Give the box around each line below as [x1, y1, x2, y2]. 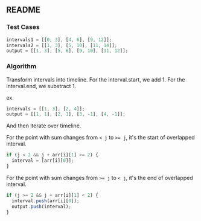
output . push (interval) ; [11, 203, 71, 210]
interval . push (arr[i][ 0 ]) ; [11, 197, 80, 204]
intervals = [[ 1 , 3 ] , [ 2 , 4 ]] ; [6, 106, 85, 112]
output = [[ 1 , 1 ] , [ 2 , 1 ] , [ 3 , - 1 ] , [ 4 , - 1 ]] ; [6, 111, 126, 117]
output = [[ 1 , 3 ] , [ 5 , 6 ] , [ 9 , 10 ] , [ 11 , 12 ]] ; [6, 48, 129, 54]
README [6, 5, 40, 15]
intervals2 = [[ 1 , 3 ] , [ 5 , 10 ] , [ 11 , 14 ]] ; [6, 42, 118, 48]
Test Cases [6, 23, 40, 31]
